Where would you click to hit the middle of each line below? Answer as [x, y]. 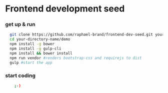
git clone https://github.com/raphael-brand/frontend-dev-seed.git [81, 35]
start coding [20, 75]
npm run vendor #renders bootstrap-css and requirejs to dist [76, 58]
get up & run [20, 24]
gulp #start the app [31, 62]
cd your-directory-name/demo [40, 39]
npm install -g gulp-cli [35, 49]
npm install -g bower [32, 44]
